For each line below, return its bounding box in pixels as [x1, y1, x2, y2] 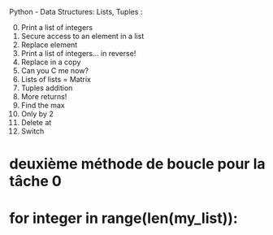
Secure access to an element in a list [20, 32, 145, 41]
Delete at [20, 118, 52, 127]
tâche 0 [9, 172, 62, 190]
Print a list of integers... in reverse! [20, 49, 136, 58]
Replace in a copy [20, 57, 81, 67]
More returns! [20, 92, 67, 101]
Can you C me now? [20, 66, 89, 76]
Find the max [20, 101, 65, 110]
